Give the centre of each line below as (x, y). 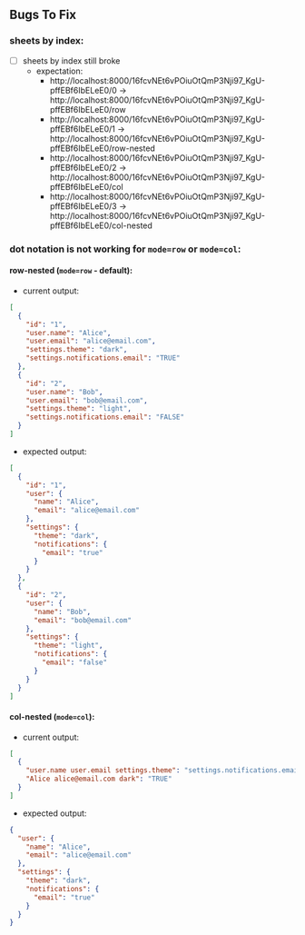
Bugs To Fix (43, 15)
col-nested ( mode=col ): (52, 716)
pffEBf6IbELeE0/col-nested (101, 225)
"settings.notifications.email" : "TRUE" (103, 358)
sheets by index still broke (71, 60)
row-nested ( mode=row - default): (71, 271)
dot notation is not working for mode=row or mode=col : (125, 249)
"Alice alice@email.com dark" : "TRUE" (99, 779)
